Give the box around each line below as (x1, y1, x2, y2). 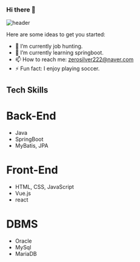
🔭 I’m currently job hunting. (15, 42, 83, 50)
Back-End (6, 109, 56, 123)
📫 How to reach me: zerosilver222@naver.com (15, 56, 134, 63)
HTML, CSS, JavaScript (15, 183, 75, 190)
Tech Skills (6, 85, 48, 95)
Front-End (6, 163, 59, 177)
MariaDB (15, 250, 38, 257)
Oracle (15, 237, 32, 244)
